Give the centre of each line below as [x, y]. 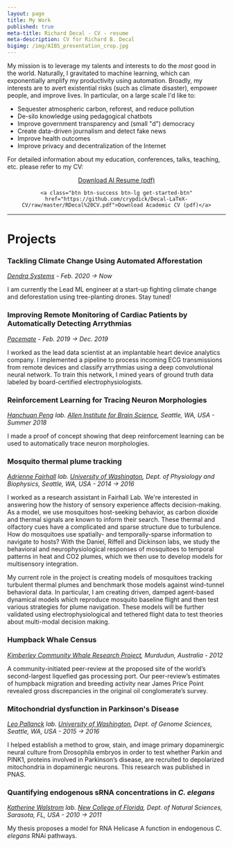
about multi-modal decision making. [59, 622]
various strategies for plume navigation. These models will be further [106, 607]
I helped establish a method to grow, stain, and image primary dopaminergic [116, 745]
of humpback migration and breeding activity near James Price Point [105, 683]
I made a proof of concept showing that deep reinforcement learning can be [116, 436]
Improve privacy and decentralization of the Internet [92, 146]
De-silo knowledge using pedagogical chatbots [85, 116]
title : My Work [29, 20]
